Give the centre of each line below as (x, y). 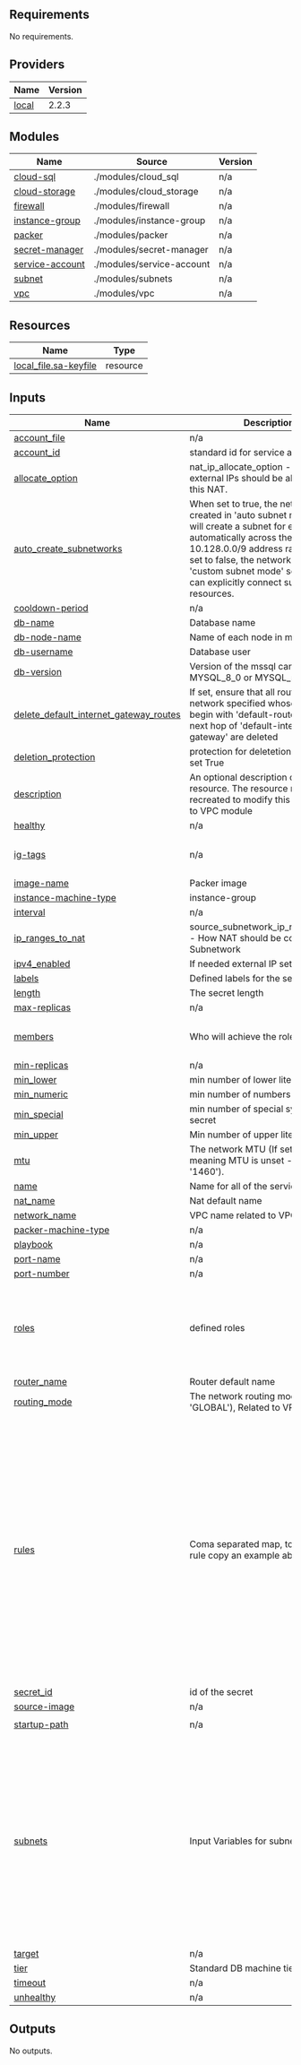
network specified (228, 704)
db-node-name (48, 637)
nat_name (34, 1201)
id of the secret (221, 1692)
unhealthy (35, 1998)
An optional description (238, 777)
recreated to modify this (240, 799)
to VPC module (221, 811)
